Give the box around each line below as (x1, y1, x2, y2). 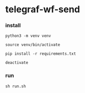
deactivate (5, 60, 29, 65)
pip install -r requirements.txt (5, 51, 76, 57)
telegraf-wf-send (5, 4, 80, 15)
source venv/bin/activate (5, 42, 60, 48)
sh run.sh (5, 83, 26, 89)
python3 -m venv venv (5, 33, 51, 39)
